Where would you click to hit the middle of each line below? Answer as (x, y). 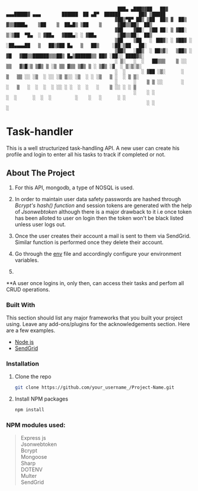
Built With (21, 305)
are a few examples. (31, 330)
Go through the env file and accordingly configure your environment (98, 254)
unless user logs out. (40, 224)
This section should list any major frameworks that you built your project (94, 318)
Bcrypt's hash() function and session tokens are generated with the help (103, 205)
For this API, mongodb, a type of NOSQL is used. (74, 187)
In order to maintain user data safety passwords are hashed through (98, 199)
